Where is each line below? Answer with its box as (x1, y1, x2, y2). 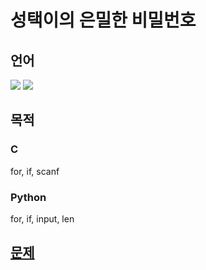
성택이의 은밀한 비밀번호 (10, 9, 197, 32)
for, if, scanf (10, 165, 60, 177)
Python (10, 190, 47, 204)
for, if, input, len (10, 212, 75, 225)
